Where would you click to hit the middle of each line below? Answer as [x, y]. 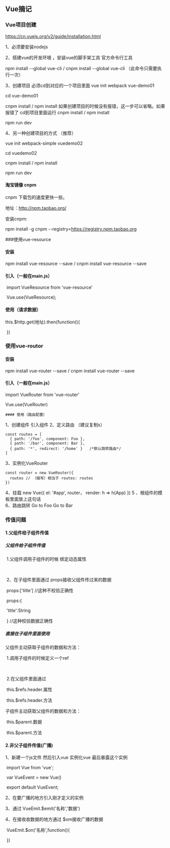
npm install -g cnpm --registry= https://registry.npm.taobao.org [71, 229]
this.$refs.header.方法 [29, 700]
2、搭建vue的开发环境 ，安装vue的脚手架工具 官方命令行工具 [69, 57]
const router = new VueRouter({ [39, 473]
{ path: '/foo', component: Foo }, [47, 439]
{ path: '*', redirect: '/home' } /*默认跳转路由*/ [65, 448]
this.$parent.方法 [24, 733]
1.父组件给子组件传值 [27, 533]
